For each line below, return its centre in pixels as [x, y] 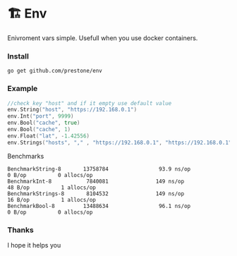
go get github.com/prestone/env [55, 71]
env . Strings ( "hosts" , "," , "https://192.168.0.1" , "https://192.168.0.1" [120, 142]
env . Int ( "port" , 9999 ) [41, 116]
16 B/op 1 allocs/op [52, 200]
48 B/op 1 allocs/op [52, 188]
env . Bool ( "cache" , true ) [44, 123]
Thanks [20, 230]
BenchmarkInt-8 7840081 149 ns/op [96, 181]
